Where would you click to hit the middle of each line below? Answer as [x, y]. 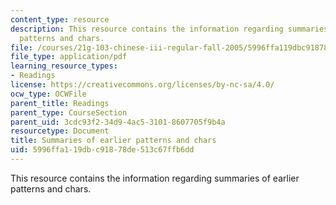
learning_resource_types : [64, 66]
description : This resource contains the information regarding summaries [169, 29]
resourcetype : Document [60, 131]
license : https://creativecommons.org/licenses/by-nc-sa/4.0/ [142, 85]
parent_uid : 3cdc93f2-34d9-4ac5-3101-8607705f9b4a [118, 122]
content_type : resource [60, 19]
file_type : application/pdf [69, 57]
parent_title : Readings [60, 103]
